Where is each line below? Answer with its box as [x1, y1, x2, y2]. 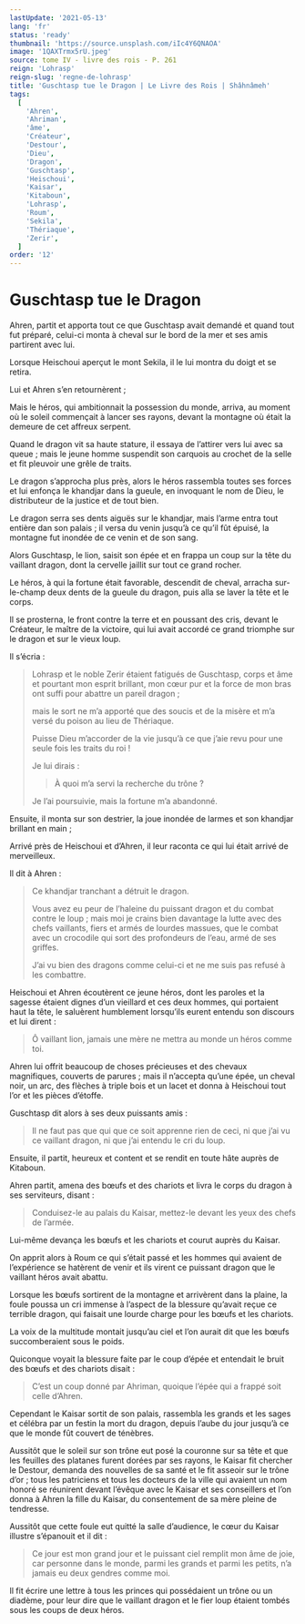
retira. [9, 366, 32, 378]
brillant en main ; [9, 823, 73, 834]
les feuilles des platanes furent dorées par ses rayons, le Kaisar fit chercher [9, 1455, 293, 1466]
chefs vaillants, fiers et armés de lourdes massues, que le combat [31, 923, 280, 934]
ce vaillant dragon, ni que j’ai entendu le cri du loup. [31, 1135, 226, 1146]
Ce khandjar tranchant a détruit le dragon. [31, 885, 189, 897]
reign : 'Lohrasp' [9, 65, 76, 74]
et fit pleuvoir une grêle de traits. [9, 458, 132, 469]
